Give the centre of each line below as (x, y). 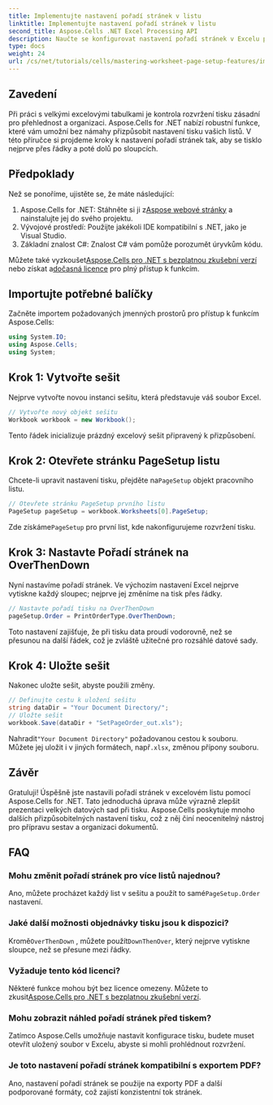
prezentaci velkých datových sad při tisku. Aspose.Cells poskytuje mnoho (132, 810)
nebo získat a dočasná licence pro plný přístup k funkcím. (104, 269)
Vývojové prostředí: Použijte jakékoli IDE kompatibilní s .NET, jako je (133, 227)
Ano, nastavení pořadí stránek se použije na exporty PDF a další (115, 1083)
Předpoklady (41, 175)
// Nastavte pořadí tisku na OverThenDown (81, 608)
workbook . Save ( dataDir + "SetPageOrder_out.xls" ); (96, 723)
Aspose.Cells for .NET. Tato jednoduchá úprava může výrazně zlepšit (124, 801)
